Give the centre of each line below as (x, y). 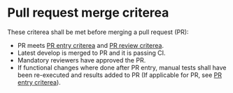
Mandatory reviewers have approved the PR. (82, 60)
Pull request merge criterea (88, 13)
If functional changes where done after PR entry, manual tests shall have (122, 67)
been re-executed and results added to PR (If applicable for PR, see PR (120, 75)
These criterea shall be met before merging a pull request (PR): (98, 32)
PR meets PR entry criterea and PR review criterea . (91, 45)
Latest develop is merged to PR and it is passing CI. (91, 53)
